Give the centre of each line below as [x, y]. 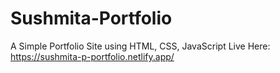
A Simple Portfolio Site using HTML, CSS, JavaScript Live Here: [140, 46]
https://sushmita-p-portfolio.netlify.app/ [92, 56]
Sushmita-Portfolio [91, 18]
